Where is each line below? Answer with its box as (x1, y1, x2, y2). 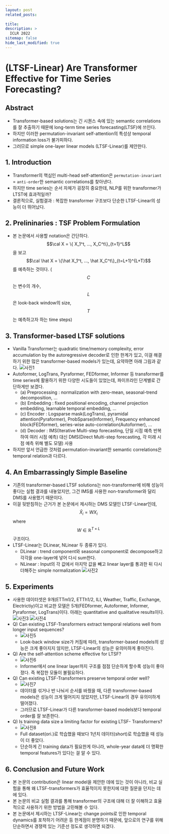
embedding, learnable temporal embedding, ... (20, 405, 117, 411)
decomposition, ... (20, 395, 58, 401)
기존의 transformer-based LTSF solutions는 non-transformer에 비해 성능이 (12, 482, 164, 488)
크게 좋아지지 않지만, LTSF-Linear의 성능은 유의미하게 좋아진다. (29, 645, 155, 651)
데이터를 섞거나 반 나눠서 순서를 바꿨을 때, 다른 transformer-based (20, 688, 152, 694)
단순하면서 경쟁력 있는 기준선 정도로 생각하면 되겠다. (12, 823, 115, 829)
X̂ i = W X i (79, 509, 98, 516)
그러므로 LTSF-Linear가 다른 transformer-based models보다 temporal (20, 706, 161, 713)
